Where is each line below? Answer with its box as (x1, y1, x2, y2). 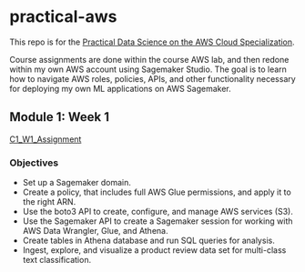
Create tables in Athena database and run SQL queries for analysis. (22, 235, 275, 247)
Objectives (9, 156, 59, 169)
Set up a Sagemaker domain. (22, 177, 132, 188)
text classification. (22, 255, 92, 266)
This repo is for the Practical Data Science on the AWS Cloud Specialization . (9, 36, 295, 47)
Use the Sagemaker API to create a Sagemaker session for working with (22, 216, 293, 227)
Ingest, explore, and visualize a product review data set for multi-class (22, 245, 287, 256)
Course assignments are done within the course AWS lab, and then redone (9, 54, 290, 65)
